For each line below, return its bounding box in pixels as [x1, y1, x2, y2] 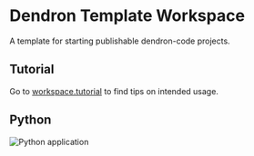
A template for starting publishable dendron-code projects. [9, 35, 230, 46]
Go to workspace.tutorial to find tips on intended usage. [9, 85, 218, 96]
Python [9, 112, 52, 128]
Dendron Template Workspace [9, 5, 246, 26]
